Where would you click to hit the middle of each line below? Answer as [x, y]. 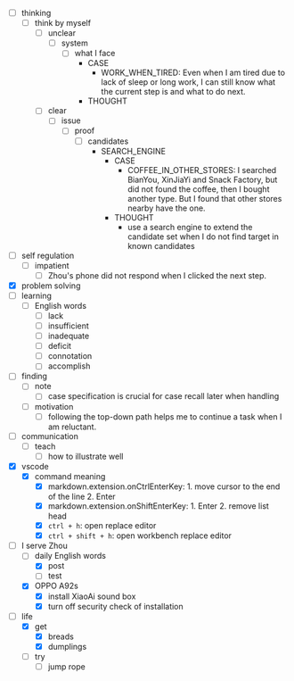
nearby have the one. [167, 208]
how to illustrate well [86, 456]
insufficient [69, 326]
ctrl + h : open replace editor [102, 526]
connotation [70, 356]
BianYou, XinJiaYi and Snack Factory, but [203, 179]
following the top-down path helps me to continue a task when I [165, 416]
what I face [95, 54]
